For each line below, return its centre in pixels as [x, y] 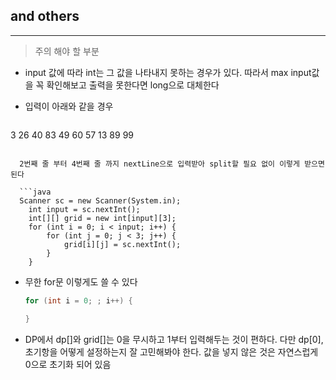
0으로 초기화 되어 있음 [68, 364]
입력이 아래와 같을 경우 [69, 106]
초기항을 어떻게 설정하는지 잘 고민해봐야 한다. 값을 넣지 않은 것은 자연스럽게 [171, 351]
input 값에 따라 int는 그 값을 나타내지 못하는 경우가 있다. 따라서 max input [168, 72]
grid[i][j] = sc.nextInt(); [122, 244]
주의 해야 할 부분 [67, 51]
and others [45, 16]
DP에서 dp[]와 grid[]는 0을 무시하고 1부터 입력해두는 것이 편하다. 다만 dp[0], [174, 339]
